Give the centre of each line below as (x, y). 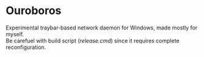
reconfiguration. (26, 47)
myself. (15, 34)
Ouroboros (34, 11)
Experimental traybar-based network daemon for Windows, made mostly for (102, 28)
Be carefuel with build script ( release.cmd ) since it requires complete (93, 40)
